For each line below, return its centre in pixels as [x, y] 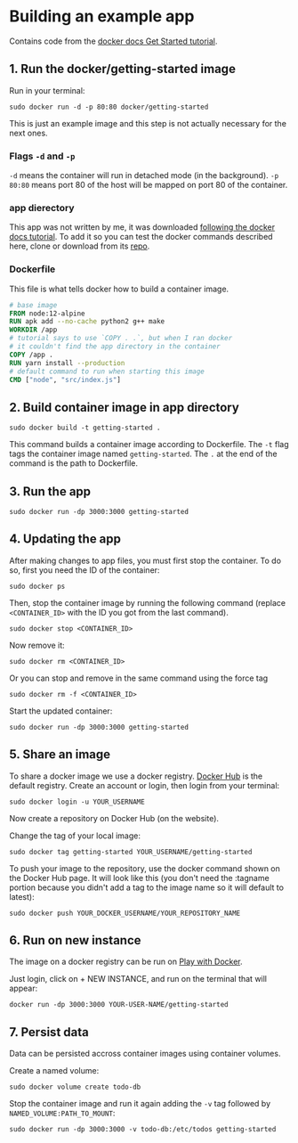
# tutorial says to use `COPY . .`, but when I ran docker [121, 339]
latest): [22, 896]
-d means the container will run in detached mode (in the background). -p [144, 176]
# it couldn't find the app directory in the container [115, 347]
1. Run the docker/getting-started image [122, 69]
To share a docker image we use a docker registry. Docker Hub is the [136, 776]
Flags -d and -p [42, 156]
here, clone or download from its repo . [80, 246]
